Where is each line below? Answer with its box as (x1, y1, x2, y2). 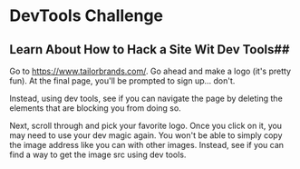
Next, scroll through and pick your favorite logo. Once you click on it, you (9, 120, 283, 131)
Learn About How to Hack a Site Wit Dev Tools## (9, 42, 290, 57)
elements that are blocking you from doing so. (9, 103, 181, 114)
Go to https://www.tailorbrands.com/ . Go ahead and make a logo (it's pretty (9, 65, 292, 76)
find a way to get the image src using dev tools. (9, 149, 187, 160)
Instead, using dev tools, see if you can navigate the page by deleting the (9, 93, 283, 104)
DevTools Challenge (9, 5, 164, 26)
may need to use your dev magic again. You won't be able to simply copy (9, 130, 283, 141)
